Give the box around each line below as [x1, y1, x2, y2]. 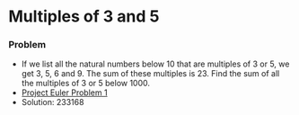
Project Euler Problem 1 [21, 87, 109, 98]
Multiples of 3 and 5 [8, 6, 160, 27]
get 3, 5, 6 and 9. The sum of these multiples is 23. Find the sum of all [21, 68, 280, 79]
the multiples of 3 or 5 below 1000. [21, 78, 150, 89]
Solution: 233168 [21, 97, 84, 108]
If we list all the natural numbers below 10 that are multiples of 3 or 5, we [21, 58, 290, 69]
